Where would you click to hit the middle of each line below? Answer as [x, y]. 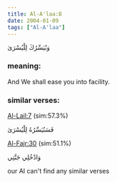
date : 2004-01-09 [33, 21]
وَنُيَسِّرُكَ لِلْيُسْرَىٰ [29, 48]
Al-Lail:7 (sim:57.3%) [38, 116]
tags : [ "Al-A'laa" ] [36, 27]
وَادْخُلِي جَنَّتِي [24, 157]
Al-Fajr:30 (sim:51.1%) [39, 143]
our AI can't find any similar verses [58, 171]
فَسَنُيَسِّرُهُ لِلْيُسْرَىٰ [31, 129]
